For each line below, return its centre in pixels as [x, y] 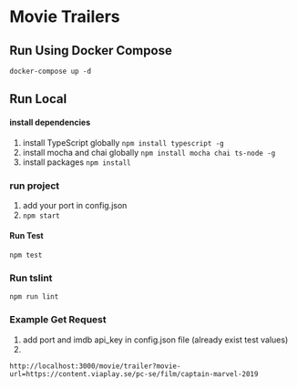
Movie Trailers [65, 17]
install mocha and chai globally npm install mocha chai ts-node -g [149, 152]
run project [35, 186]
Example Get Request [58, 320]
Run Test [26, 236]
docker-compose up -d [51, 71]
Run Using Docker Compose [91, 51]
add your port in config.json [75, 205]
